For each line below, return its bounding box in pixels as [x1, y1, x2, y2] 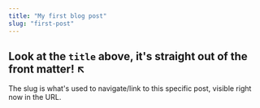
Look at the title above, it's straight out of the [8, 50, 248, 63]
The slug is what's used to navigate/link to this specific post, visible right [8, 84, 252, 93]
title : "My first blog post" [8, 11, 107, 20]
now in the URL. [8, 93, 62, 102]
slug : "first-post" [8, 19, 75, 28]
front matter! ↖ [8, 62, 85, 76]
